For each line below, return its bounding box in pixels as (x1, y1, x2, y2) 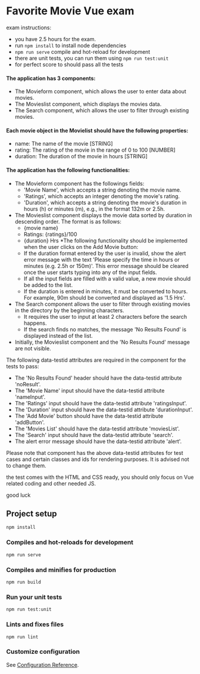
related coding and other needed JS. (6, 479, 96, 487)
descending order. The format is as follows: (14, 218, 122, 225)
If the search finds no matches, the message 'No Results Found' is (23, 325, 186, 333)
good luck (6, 491, 31, 498)
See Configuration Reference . (6, 661, 79, 668)
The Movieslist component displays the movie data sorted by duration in (14, 211, 192, 218)
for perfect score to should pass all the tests (14, 61, 124, 68)
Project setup (6, 509, 58, 519)
